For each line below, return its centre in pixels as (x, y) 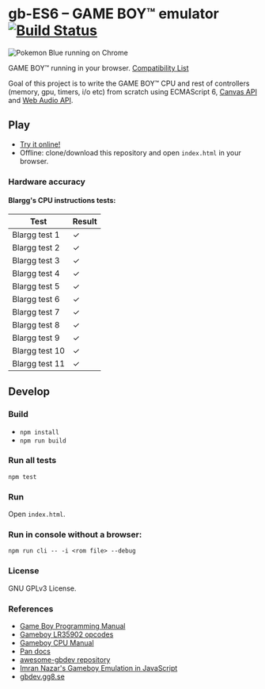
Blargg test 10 (39, 350)
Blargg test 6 (36, 299)
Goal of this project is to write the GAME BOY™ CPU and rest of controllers (129, 83)
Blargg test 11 (39, 363)
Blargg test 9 (36, 338)
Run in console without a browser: (75, 534)
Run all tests (32, 461)
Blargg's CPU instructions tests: (62, 201)
